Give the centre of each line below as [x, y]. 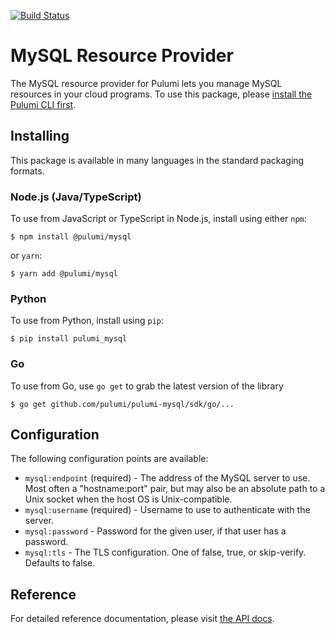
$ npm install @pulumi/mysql [71, 237]
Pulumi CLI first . [43, 104]
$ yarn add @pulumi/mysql [64, 274]
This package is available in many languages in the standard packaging [157, 160]
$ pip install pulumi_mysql [69, 339]
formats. [27, 171]
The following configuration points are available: [109, 459]
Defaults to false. [60, 563]
